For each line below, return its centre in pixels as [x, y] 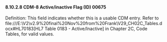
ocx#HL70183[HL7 [24, 29]
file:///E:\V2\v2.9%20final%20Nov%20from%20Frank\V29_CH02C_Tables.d [84, 23]
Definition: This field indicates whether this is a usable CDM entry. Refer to [82, 18]
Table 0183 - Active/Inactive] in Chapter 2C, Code [96, 29]
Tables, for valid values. [30, 34]
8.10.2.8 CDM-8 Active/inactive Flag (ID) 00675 [56, 7]
